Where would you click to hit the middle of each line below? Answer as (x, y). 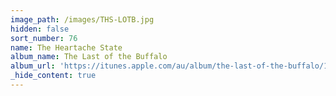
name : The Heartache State (66, 47)
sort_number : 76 (44, 38)
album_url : (33, 66)
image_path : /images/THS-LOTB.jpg (82, 19)
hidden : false (40, 29)
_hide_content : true (53, 76)
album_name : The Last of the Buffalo (89, 57)
